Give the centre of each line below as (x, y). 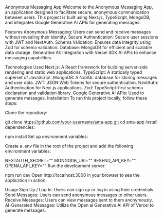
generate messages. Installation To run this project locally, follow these (76, 98)
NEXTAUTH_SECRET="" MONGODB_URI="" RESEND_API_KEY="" (71, 160)
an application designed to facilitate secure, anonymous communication (77, 12)
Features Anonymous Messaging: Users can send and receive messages (78, 32)
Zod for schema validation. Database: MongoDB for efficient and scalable (79, 47)
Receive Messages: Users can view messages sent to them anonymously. (79, 200)
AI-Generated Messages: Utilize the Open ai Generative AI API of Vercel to (80, 205)
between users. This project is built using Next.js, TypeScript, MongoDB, (78, 17)
